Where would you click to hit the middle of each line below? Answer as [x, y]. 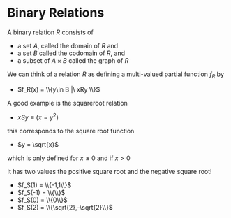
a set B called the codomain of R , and [71, 53]
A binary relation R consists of [51, 32]
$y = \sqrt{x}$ [38, 145]
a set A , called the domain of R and [68, 45]
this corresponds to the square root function [71, 131]
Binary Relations [56, 13]
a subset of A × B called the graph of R [73, 60]
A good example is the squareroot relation [67, 103]
